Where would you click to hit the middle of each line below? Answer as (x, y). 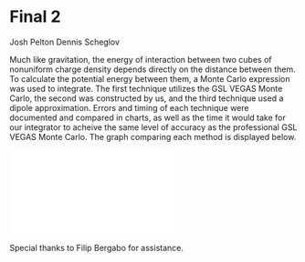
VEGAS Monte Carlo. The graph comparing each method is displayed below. (153, 136)
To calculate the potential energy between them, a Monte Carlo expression (150, 78)
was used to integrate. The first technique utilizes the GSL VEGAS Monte (146, 88)
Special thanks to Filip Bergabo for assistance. (97, 247)
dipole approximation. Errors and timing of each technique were (129, 107)
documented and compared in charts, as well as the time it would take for (147, 117)
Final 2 (35, 17)
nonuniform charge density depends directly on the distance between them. (153, 69)
